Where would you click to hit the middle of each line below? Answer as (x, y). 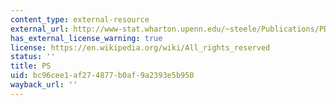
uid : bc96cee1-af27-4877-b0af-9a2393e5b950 (102, 76)
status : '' (33, 57)
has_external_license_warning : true (86, 38)
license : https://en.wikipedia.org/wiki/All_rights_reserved (140, 47)
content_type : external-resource (80, 19)
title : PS (31, 66)
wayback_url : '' (44, 85)
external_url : (40, 29)
